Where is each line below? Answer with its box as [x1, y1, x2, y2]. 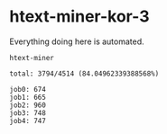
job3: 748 [9, 108, 47, 118]
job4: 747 [9, 116, 47, 125]
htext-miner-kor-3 [9, 6, 150, 27]
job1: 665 [9, 93, 47, 102]
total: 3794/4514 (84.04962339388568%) [9, 69, 160, 78]
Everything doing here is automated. [9, 36, 144, 47]
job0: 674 [9, 85, 47, 94]
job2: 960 [9, 101, 47, 110]
